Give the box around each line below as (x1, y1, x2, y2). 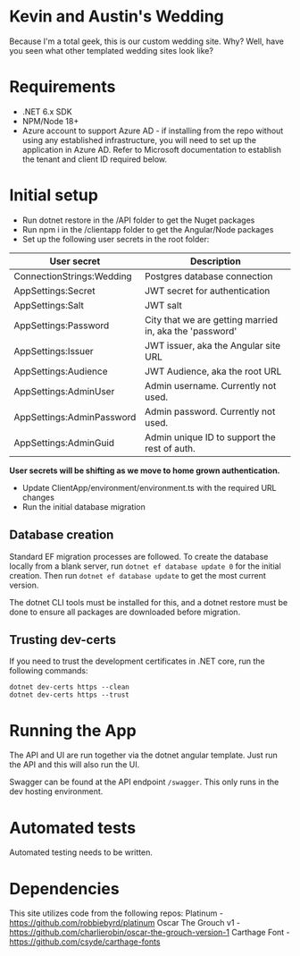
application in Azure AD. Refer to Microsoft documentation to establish (21, 144, 281, 155)
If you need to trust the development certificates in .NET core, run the (9, 656, 265, 667)
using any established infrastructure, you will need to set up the (21, 134, 257, 145)
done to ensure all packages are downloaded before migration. (9, 606, 241, 617)
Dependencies (9, 878, 120, 899)
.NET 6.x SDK (21, 106, 73, 117)
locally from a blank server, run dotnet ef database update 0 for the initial (9, 561, 281, 571)
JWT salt (144, 299, 183, 311)
